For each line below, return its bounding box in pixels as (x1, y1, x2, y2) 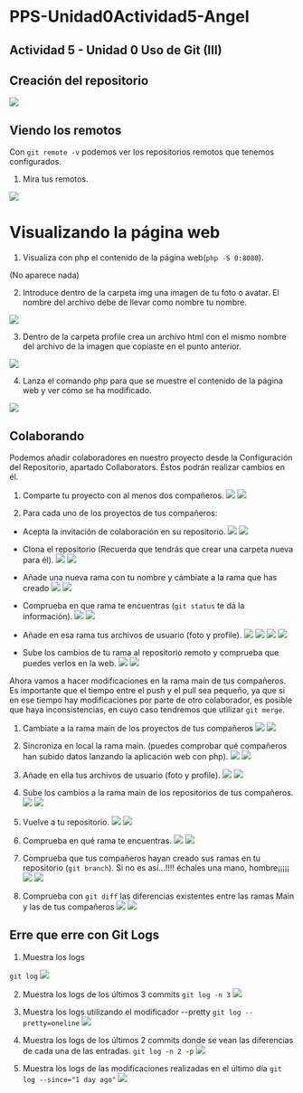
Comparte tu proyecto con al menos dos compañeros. (22, 490, 224, 501)
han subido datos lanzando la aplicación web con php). (22, 750, 229, 761)
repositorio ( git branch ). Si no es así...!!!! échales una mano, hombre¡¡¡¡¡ (22, 862, 289, 873)
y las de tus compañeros (22, 901, 115, 912)
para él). (22, 554, 54, 565)
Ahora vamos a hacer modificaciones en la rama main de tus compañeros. (9, 675, 287, 686)
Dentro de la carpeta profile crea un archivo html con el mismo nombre (22, 332, 287, 343)
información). (22, 610, 73, 621)
